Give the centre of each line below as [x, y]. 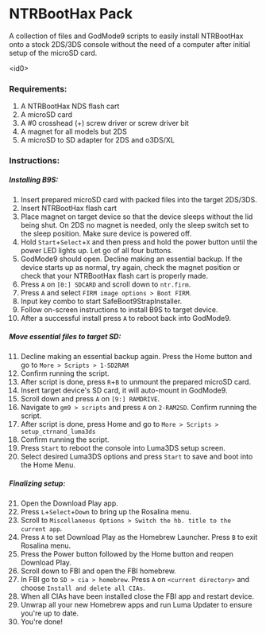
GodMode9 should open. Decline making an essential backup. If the [131, 259]
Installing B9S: [34, 179]
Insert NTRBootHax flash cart [69, 209]
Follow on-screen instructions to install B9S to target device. [119, 310]
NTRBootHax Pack [71, 14]
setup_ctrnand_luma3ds [58, 432]
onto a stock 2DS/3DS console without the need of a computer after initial [130, 44]
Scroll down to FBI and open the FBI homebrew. [98, 571]
